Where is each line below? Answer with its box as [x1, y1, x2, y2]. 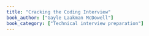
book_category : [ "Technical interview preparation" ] [6, 20, 144, 26]
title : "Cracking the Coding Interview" [6, 9, 112, 15]
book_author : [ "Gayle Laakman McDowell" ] [6, 15, 114, 21]
